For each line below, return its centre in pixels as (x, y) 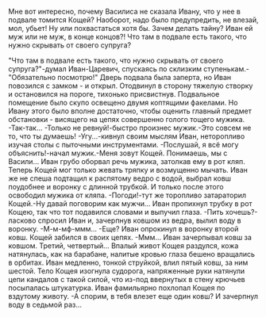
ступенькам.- (227, 69)
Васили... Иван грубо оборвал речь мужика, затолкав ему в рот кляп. (127, 161)
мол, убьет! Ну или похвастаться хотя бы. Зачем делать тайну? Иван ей (131, 28)
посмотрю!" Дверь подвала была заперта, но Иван (144, 77)
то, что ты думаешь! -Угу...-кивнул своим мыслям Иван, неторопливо (127, 136)
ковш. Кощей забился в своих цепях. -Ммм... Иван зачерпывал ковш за (130, 237)
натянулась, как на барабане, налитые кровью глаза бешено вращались (132, 254)
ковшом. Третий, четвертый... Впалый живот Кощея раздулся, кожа (123, 246)
